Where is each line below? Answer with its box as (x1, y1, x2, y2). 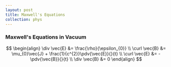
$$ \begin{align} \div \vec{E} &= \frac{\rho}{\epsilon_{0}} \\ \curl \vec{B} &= (6, 45, 166, 51)
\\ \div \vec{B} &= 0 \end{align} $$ (69, 56, 142, 62)
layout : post (5, 7, 33, 13)
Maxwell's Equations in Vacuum (5, 33, 87, 41)
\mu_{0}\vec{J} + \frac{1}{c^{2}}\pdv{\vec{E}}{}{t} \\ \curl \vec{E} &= (11, 50, 158, 56)
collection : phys (5, 17, 42, 22)
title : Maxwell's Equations (5, 12, 66, 17)
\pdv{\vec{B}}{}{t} (30, 56, 69, 62)
